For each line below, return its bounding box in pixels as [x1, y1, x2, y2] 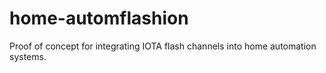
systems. [9, 50, 47, 62]
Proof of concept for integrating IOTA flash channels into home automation [9, 40, 317, 52]
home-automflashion [9, 7, 189, 30]
